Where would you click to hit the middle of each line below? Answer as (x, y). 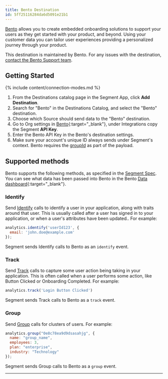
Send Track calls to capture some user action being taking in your (73, 271)
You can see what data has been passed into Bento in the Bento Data (76, 179)
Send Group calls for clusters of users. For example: (59, 324)
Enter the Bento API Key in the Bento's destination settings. (73, 135)
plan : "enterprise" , (31, 347)
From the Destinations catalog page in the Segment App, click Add (81, 97)
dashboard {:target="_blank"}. (36, 184)
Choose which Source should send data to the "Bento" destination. (81, 119)
